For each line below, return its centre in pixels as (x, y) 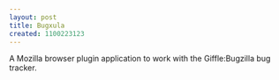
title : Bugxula (37, 25)
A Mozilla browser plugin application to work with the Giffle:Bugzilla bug (140, 59)
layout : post (33, 17)
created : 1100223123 (47, 33)
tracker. (23, 68)
